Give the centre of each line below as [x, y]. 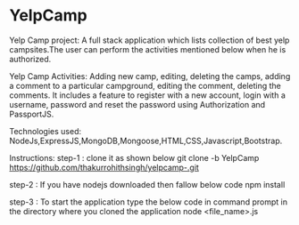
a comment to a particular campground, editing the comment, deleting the [145, 85]
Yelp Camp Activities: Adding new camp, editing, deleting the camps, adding [150, 76]
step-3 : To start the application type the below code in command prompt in [149, 202]
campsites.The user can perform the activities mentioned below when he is [148, 49]
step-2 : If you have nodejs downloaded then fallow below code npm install [147, 184]
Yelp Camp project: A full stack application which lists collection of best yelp [149, 40]
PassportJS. [32, 114]
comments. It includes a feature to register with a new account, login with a [147, 95]
